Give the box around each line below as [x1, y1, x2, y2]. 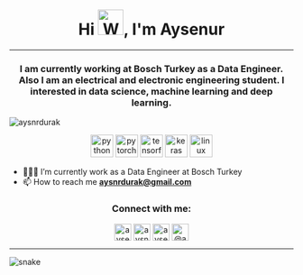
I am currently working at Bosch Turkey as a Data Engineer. [19, 62, 284, 75]
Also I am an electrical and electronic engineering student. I [18, 73, 285, 86]
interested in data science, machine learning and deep [30, 85, 273, 97]
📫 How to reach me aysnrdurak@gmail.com [22, 177, 192, 188]
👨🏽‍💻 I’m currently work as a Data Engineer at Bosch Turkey [22, 167, 243, 178]
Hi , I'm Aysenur [78, 19, 225, 40]
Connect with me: [111, 203, 192, 215]
